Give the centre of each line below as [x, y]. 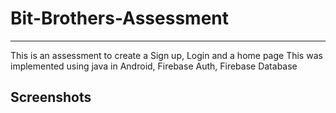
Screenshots [51, 97]
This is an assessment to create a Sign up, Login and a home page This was [166, 55]
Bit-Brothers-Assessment [120, 18]
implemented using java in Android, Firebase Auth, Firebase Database [154, 66]
